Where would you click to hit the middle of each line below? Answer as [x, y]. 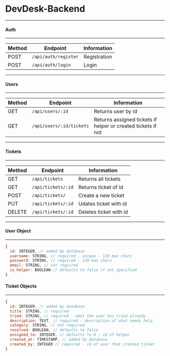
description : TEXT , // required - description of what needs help [81, 320]
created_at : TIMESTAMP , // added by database [59, 340]
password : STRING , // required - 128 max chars [61, 261]
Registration [98, 57]
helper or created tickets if [125, 126]
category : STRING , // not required [47, 326]
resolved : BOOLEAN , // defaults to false [54, 330]
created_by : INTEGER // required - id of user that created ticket [82, 344]
